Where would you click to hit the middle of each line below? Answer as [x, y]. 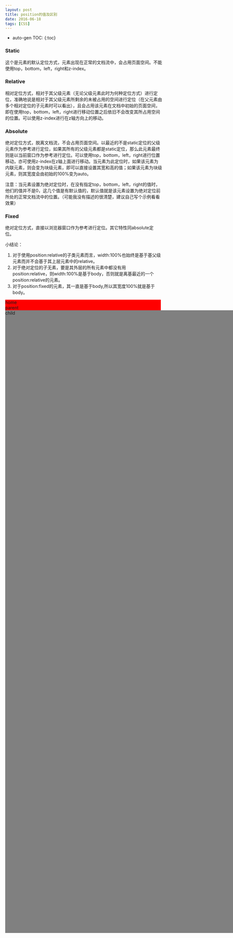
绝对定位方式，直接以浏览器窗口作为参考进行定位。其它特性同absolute [77, 228]
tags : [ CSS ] [17, 24]
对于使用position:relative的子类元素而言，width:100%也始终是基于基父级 [87, 255]
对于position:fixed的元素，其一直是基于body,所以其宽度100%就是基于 [84, 286]
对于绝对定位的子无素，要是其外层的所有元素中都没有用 [69, 268]
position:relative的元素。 [38, 280]
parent [12, 308]
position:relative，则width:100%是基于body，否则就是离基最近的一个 [83, 274]
